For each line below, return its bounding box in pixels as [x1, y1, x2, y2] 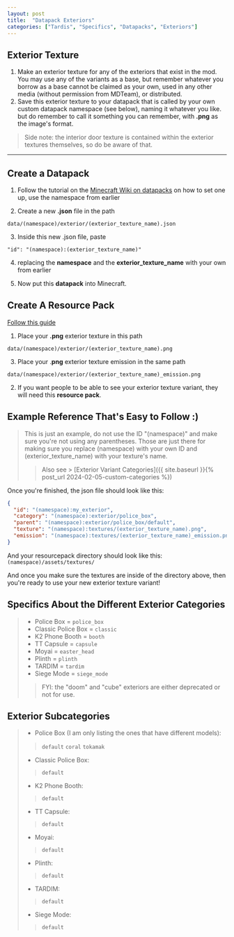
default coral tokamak [41, 743, 105, 751]
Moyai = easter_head [34, 647, 95, 655]
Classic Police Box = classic [34, 625, 117, 633]
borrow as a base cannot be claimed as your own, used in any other [17, 82, 212, 91]
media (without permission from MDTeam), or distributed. [17, 90, 182, 99]
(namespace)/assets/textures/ [7, 558, 95, 566]
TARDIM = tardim [34, 662, 85, 670]
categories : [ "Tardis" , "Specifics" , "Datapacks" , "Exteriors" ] [7, 23, 198, 30]
